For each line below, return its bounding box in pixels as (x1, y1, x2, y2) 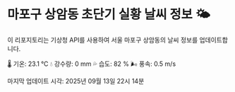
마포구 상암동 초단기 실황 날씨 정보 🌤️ (7, 6, 210, 23)
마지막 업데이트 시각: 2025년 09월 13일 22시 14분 (7, 76, 145, 85)
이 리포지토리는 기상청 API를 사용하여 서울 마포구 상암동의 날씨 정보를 (7, 35, 198, 44)
